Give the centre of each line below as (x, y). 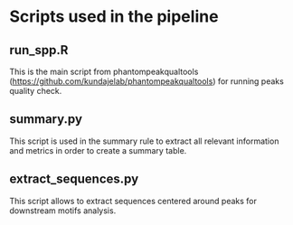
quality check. (36, 91)
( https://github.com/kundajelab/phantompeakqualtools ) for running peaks (147, 81)
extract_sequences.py (74, 179)
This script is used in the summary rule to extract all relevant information (144, 141)
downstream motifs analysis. (63, 211)
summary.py (46, 119)
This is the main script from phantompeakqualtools (104, 71)
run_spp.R (39, 50)
